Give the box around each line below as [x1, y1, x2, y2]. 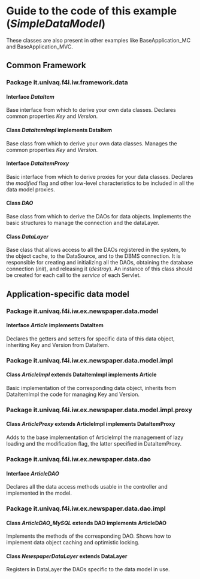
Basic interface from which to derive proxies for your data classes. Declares [6, 173, 193, 180]
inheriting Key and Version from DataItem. [6, 341, 110, 348]
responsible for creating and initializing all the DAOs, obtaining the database [6, 259, 193, 266]
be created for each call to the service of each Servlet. [6, 272, 141, 279]
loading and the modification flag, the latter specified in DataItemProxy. [6, 440, 182, 447]
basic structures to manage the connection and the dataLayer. [6, 220, 160, 227]
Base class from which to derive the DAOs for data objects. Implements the [6, 213, 192, 220]
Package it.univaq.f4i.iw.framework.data [6, 78, 128, 87]
